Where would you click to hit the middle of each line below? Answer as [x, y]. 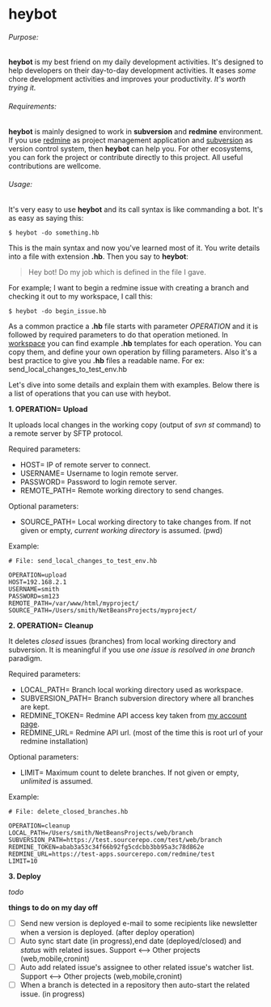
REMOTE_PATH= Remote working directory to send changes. [122, 490]
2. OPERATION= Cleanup [51, 625]
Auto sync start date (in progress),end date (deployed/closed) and [130, 941]
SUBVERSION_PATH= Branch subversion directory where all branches [137, 698]
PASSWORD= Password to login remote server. [99, 481]
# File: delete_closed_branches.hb [68, 811]
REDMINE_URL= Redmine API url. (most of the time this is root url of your [142, 732]
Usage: [21, 184]
